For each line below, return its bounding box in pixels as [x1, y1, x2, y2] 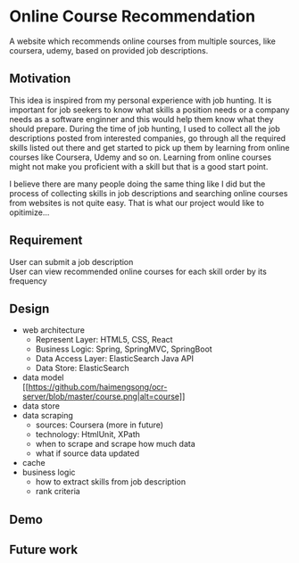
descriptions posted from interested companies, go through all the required [9, 132, 287, 144]
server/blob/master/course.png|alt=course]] [21, 391, 186, 402]
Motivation [9, 71, 71, 87]
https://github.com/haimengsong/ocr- [28, 382, 168, 393]
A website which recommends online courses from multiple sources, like [9, 36, 277, 46]
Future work [9, 542, 79, 558]
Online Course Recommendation [9, 6, 256, 27]
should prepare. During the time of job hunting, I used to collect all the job [9, 123, 281, 134]
